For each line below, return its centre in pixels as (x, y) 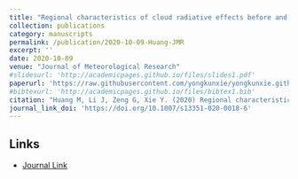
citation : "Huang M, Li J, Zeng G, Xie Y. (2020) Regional (121, 100)
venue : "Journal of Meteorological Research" (94, 67)
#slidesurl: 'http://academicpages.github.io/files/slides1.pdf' (132, 75)
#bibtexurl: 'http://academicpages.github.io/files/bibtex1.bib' (132, 91)
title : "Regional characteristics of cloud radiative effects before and (149, 17)
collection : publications (57, 26)
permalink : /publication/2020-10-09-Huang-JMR (97, 42)
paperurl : (27, 83)
